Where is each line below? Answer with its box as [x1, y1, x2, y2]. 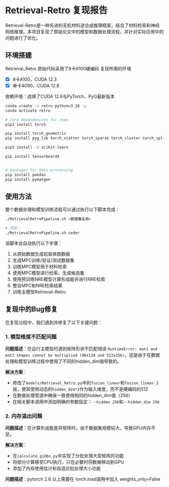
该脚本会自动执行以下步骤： [5, 240, 63, 246]
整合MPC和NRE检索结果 [12, 282, 63, 288]
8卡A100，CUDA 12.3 [12, 76, 57, 82]
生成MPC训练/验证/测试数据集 [12, 257, 74, 263]
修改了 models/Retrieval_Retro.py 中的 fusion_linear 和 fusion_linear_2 [12, 380, 159, 386]
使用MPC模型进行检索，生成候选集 [12, 270, 84, 276]
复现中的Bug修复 [5, 305, 58, 314]
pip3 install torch [5, 122, 46, 127]
